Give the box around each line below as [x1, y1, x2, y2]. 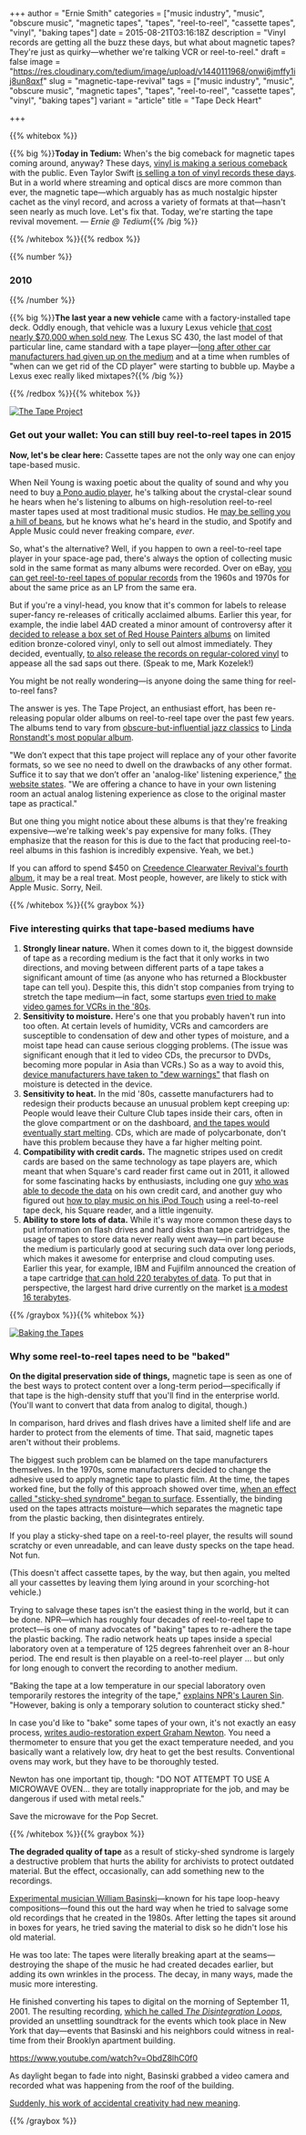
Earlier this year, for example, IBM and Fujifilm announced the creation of [22, 1263, 296, 1274]
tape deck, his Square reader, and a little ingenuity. [22, 1204, 214, 1215]
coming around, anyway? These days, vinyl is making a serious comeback [9, 158, 289, 168]
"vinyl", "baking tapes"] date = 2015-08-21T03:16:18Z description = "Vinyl [9, 27, 287, 37]
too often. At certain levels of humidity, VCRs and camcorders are [22, 1020, 269, 1031]
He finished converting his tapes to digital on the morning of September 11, [9, 1996, 290, 2007]
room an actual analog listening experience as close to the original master [9, 788, 287, 799]
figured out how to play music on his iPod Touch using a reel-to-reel [22, 1194, 279, 1205]
